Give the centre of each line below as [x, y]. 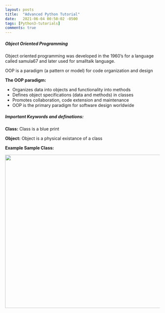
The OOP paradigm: [26, 80]
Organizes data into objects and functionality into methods [71, 90]
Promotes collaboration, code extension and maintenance [70, 100]
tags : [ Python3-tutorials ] [33, 23]
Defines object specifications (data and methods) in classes [73, 95]
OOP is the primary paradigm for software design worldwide [73, 105]
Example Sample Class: [29, 148]
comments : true [21, 28]
